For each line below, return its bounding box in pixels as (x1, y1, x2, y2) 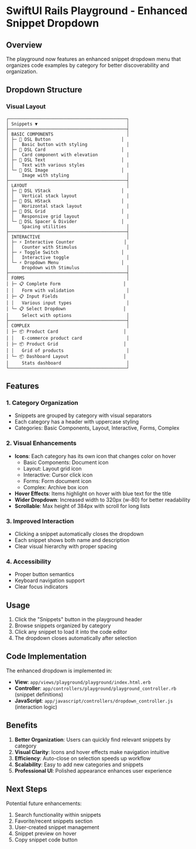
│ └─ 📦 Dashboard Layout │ (6, 353, 127, 359)
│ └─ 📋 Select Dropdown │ (6, 306, 126, 312)
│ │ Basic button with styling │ (6, 141, 130, 147)
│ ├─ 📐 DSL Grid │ (6, 208, 125, 214)
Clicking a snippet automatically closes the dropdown (14, 530, 144, 537)
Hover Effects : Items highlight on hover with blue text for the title (14, 490, 171, 497)
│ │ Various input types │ (6, 300, 130, 306)
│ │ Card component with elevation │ (6, 151, 130, 158)
